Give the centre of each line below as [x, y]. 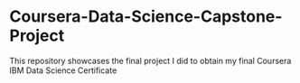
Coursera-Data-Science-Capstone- [146, 17]
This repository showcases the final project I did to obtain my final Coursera [150, 60]
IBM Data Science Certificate [63, 70]
